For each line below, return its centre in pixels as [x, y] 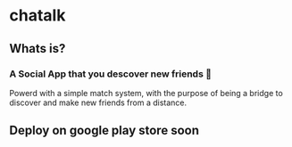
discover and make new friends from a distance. [98, 102]
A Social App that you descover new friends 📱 [111, 74]
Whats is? [38, 49]
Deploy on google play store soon [104, 131]
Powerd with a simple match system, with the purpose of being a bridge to [146, 93]
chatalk [38, 16]
